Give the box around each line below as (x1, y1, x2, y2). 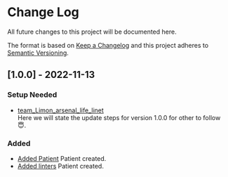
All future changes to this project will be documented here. (7, 27, 177, 36)
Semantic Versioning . (7, 48, 69, 57)
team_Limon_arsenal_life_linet (17, 106, 104, 114)
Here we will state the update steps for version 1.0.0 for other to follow (17, 113, 221, 122)
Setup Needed (7, 90, 58, 100)
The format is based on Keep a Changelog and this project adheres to (7, 41, 209, 49)
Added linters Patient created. (17, 162, 104, 170)
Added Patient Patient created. (17, 154, 107, 162)
